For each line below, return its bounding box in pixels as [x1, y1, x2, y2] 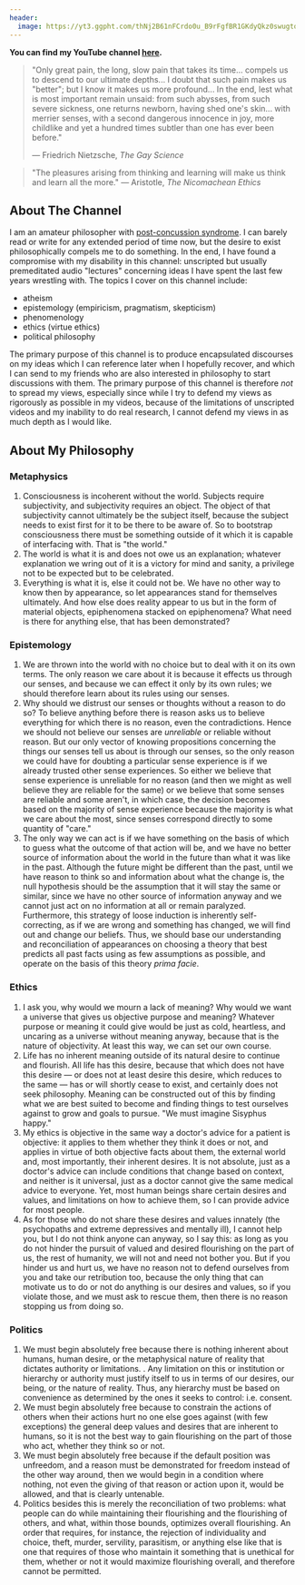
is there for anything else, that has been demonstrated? [22, 616, 231, 626]
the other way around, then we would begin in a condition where [22, 1469, 264, 1480]
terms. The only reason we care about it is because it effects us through [22, 669, 292, 680]
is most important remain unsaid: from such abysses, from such [31, 93, 271, 104]
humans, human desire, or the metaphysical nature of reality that [22, 1354, 265, 1364]
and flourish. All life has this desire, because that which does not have [22, 1059, 285, 1070]
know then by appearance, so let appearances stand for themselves [22, 587, 278, 597]
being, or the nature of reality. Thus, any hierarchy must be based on [22, 1382, 280, 1393]
